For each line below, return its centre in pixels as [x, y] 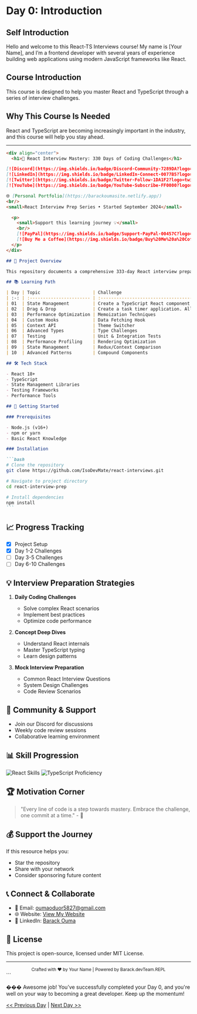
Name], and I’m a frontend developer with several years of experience [91, 53]
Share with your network [44, 869]
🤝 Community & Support [51, 710]
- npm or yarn [23, 433]
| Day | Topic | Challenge [64, 293]
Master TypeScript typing [54, 650]
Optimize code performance [57, 621]
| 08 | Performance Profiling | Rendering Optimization [81, 342]
